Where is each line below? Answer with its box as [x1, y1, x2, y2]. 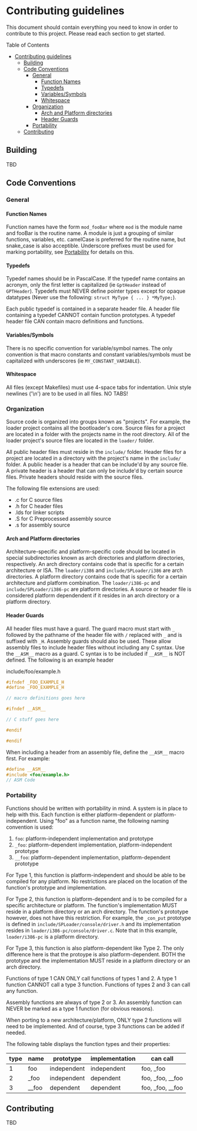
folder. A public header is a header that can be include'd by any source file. [6, 461, 188, 468]
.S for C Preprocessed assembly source [14, 515, 112, 522]
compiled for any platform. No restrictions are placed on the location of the [6, 878, 188, 885]
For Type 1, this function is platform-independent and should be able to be [6, 871, 186, 878]
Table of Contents [6, 41, 50, 48]
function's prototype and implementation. [6, 884, 107, 891]
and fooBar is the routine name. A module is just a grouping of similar [6, 230, 173, 237]
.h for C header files [14, 503, 64, 510]
